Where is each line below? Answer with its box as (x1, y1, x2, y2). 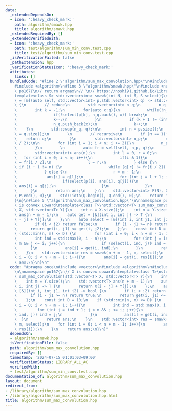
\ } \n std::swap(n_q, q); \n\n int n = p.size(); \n (14, 126, 164, 132)
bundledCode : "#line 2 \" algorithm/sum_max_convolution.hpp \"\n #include (10, 79, 168, 84)
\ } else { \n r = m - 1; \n (14, 169, 141, 175)
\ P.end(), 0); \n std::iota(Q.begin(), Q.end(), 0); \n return (14, 193, 164, 198)
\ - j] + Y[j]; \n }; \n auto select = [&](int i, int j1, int (14, 217, 161, 222)
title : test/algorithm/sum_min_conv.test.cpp (14, 50, 114, 55)
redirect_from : (5, 383, 38, 388)
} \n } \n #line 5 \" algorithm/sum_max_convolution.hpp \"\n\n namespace (14, 198, 161, 203)
